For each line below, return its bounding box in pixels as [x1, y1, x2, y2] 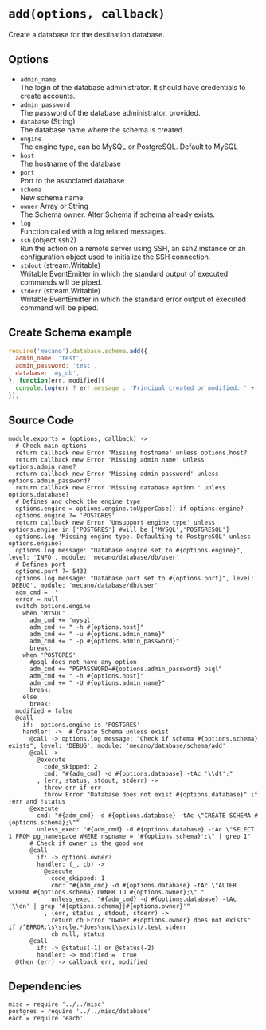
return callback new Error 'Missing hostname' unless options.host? [15, 449, 248, 457]
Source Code [8, 414, 74, 427]
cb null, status [50, 930, 105, 938]
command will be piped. [19, 302, 99, 313]
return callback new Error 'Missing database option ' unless [15, 483, 226, 492]
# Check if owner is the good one [29, 839, 145, 847]
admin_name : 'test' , [15, 354, 84, 363]
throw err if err [43, 784, 102, 792]
